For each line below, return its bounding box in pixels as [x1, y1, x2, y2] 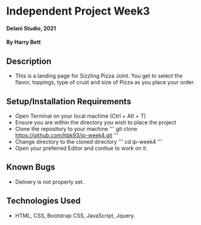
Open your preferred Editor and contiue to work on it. [15, 144, 148, 152]
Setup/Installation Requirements [6, 96, 131, 107]
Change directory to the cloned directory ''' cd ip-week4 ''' [15, 138, 162, 145]
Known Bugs [6, 162, 56, 172]
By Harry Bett [6, 38, 41, 46]
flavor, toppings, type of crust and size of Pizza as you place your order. [15, 79, 195, 86]
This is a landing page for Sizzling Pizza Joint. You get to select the [15, 72, 183, 79]
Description [6, 56, 51, 66]
